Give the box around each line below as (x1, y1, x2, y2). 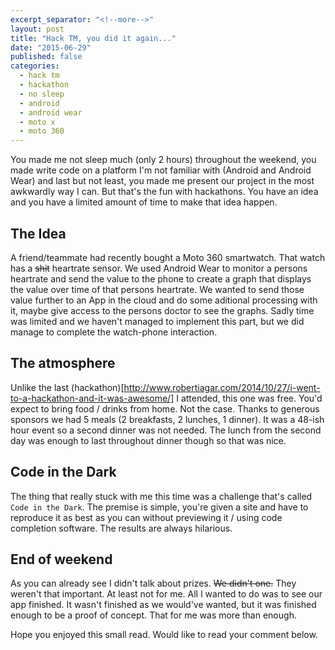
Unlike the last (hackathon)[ (10, 381, 125, 393)
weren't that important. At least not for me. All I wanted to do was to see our (10, 588, 323, 600)
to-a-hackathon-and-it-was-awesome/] (10, 392, 175, 404)
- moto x (19, 117, 56, 127)
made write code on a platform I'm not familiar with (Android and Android (10, 164, 312, 176)
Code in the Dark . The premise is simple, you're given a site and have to (10, 501, 309, 513)
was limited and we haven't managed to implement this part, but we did (10, 315, 305, 327)
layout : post (10, 24, 65, 34)
